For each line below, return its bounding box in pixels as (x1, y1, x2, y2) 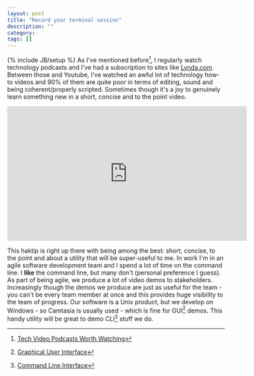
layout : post (7, 10, 45, 17)
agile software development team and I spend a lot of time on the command (7, 261, 223, 269)
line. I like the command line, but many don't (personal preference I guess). (7, 268, 221, 277)
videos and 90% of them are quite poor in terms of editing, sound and (14, 77, 213, 86)
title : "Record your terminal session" (7, 17, 122, 23)
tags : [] (7, 36, 32, 43)
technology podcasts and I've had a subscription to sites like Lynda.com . (7, 63, 214, 71)
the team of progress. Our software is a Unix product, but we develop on (7, 297, 214, 306)
